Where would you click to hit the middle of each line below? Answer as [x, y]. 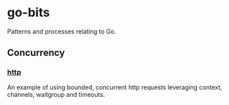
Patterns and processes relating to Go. [62, 31]
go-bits [29, 13]
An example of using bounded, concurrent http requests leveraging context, [115, 87]
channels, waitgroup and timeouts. [56, 94]
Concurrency [36, 53]
